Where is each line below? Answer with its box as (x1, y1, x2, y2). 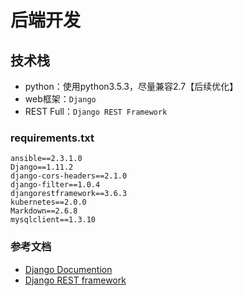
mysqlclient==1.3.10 (10, 215, 97, 225)
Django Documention (24, 263, 113, 275)
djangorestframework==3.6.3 (10, 189, 128, 199)
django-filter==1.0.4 (10, 180, 101, 190)
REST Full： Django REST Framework (24, 106, 168, 117)
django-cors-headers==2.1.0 (10, 171, 128, 181)
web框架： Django (24, 93, 97, 105)
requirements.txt (10, 131, 95, 145)
